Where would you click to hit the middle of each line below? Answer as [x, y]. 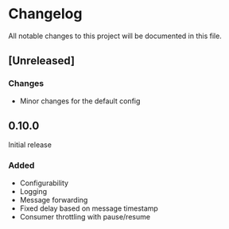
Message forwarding [54, 200]
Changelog [45, 14]
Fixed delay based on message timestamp [89, 208]
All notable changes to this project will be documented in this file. [115, 36]
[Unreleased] [42, 61]
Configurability [44, 183]
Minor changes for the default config [80, 101]
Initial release [30, 145]
